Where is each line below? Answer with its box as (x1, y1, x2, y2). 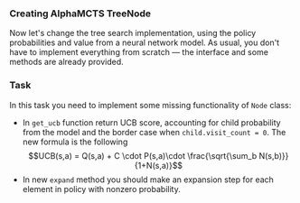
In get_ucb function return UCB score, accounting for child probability (22, 116, 282, 128)
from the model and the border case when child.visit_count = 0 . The (22, 126, 286, 137)
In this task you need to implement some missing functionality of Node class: (9, 99, 292, 110)
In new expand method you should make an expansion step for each (22, 174, 274, 185)
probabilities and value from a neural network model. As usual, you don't (9, 37, 280, 48)
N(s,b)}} (258, 150, 289, 161)
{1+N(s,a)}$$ (134, 160, 183, 171)
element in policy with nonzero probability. (22, 183, 181, 194)
